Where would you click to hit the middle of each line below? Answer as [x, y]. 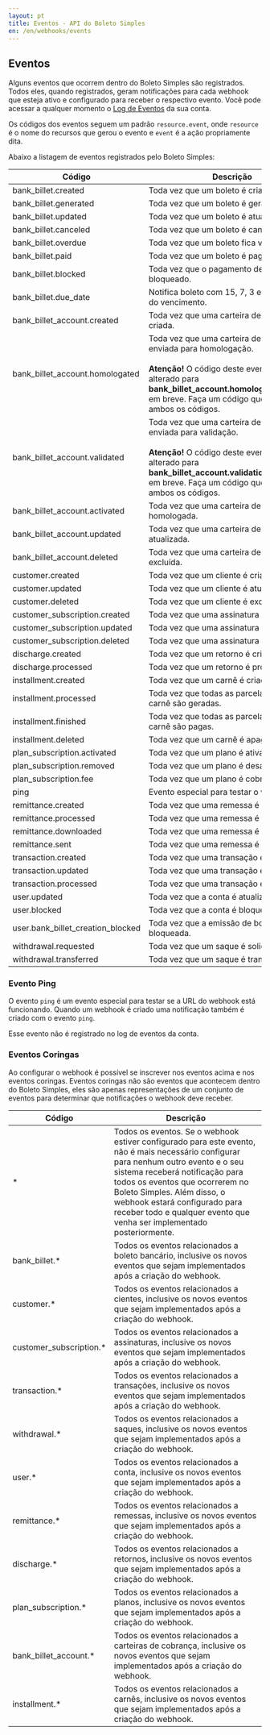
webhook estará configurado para [178, 1202]
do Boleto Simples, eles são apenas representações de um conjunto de [126, 1089]
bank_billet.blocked [49, 274]
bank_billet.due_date [51, 297]
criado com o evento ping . [51, 1018]
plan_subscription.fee [53, 779]
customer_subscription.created [71, 615]
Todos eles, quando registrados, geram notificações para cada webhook [129, 92]
